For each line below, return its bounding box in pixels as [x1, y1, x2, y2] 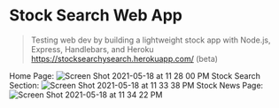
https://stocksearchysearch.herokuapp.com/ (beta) [30, 53, 219, 64]
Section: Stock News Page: [9, 80, 264, 90]
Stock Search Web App [9, 5, 183, 26]
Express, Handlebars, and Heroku [30, 43, 154, 54]
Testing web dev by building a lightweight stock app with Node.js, [30, 35, 272, 45]
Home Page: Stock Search [9, 70, 261, 81]
